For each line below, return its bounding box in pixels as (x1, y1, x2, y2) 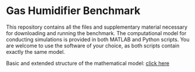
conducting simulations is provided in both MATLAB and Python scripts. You (6, 36, 190, 43)
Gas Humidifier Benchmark (6, 4, 141, 18)
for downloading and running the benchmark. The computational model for (6, 29, 187, 36)
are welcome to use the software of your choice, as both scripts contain (6, 42, 180, 49)
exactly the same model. (6, 48, 66, 55)
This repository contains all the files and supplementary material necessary (6, 23, 188, 30)
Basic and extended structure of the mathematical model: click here (6, 60, 170, 67)
